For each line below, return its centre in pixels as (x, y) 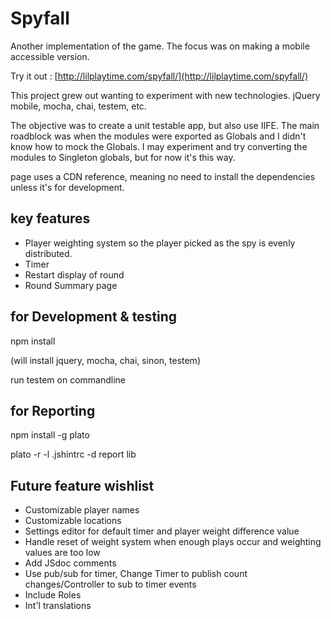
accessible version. (50, 56)
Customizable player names (82, 510)
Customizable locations (73, 521)
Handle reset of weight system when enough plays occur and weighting (173, 542)
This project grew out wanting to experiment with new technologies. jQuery (165, 95)
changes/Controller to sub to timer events (110, 584)
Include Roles (53, 595)
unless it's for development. (67, 187)
